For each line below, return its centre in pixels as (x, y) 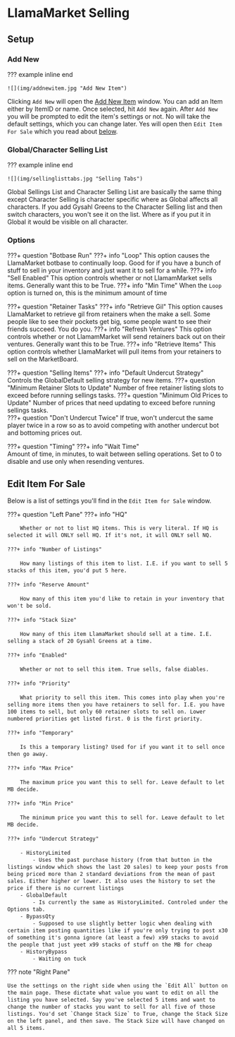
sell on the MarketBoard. (43, 359)
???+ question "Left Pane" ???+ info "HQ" (68, 515)
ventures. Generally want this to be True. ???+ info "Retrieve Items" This (112, 344)
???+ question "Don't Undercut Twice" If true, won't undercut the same (110, 418)
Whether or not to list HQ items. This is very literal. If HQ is (119, 528)
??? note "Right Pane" (39, 972)
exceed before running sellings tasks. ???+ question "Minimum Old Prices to (118, 395)
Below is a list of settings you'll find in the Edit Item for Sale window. (109, 501)
